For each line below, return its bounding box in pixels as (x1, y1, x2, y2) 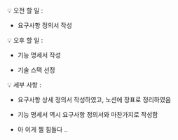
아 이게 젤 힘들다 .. (17, 125, 68, 134)
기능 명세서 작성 (17, 51, 61, 59)
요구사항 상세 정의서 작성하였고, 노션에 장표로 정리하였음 (17, 96, 172, 104)
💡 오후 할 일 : (7, 36, 43, 44)
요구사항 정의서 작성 (17, 21, 72, 29)
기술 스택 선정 (17, 66, 55, 74)
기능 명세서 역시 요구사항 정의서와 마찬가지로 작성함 (17, 111, 158, 118)
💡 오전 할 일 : (7, 6, 43, 15)
